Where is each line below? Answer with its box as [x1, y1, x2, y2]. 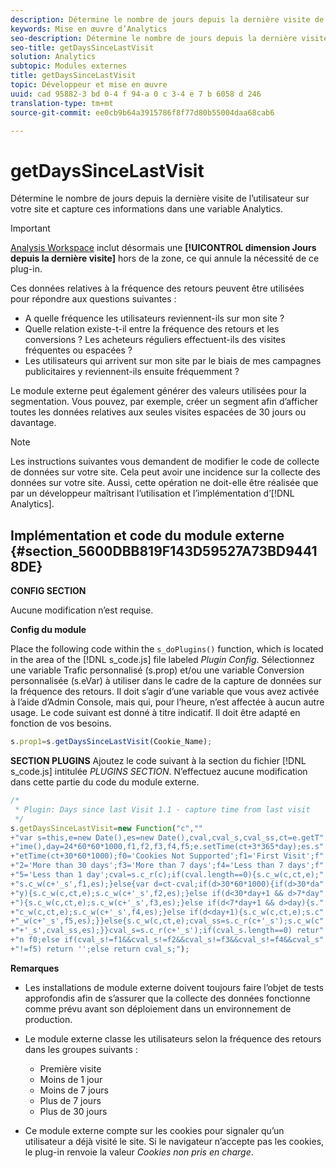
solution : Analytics [10, 52, 97, 62]
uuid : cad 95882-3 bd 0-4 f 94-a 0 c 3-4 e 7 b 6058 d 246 [10, 89, 262, 99]
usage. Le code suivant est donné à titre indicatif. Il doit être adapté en [10, 707, 301, 719]
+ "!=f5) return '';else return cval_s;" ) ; [10, 944, 190, 954]
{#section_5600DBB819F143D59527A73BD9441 [10, 542, 318, 560]
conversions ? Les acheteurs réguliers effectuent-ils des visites [24, 334, 286, 346]
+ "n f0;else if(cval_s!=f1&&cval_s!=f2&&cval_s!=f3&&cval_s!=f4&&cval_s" [10, 935, 325, 945]
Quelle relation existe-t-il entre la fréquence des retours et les [24, 323, 280, 335]
